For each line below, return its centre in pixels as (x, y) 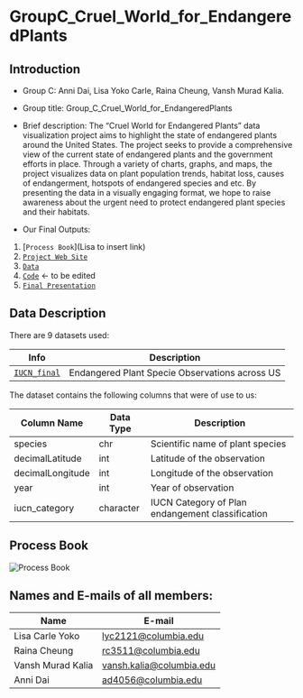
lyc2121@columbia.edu (153, 636)
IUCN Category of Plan (199, 502)
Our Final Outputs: (56, 229)
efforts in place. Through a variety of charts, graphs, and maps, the (147, 164)
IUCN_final (37, 372)
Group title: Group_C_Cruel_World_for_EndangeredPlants (127, 108)
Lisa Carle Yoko (47, 636)
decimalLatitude (48, 458)
